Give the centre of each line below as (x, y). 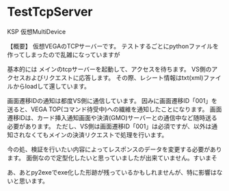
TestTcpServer (50, 12)
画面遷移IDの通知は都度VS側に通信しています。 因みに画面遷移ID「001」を (112, 100)
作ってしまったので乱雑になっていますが (64, 55)
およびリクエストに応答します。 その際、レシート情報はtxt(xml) (114, 77)
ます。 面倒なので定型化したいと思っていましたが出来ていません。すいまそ (112, 158)
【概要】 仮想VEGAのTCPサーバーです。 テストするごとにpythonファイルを (113, 46)
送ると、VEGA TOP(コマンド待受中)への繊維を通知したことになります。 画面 (114, 109)
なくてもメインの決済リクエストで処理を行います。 (96, 134)
